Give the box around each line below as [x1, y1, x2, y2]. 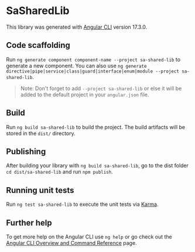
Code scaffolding [6, 40, 70, 50]
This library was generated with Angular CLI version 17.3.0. [6, 23, 148, 30]
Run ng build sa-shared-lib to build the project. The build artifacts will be [6, 123, 186, 130]
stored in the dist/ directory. [6, 130, 76, 137]
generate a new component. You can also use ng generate [6, 62, 147, 69]
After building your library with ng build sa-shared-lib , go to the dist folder [6, 162, 189, 169]
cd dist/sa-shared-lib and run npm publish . [6, 168, 113, 175]
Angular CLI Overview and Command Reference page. [6, 240, 137, 246]
